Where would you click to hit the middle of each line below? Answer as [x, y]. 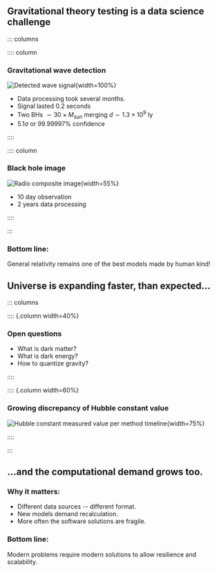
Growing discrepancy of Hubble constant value [88, 408]
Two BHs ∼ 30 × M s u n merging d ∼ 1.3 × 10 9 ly [85, 115]
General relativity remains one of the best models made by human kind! [109, 264]
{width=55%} [100, 183]
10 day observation [44, 197]
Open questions [35, 334]
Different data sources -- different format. [77, 507]
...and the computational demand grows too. [105, 472]
